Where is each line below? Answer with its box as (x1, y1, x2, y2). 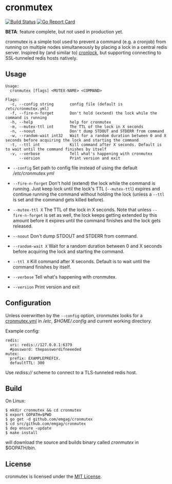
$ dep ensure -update (5, 426, 52, 431)
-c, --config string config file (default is (10, 101, 123, 107)
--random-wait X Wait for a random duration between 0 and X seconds (12, 243, 162, 249)
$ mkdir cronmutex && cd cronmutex (5, 408, 82, 413)
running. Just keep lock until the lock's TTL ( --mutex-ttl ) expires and (12, 185, 160, 192)
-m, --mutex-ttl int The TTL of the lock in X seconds (10, 124, 144, 129)
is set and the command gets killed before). (12, 196, 105, 202)
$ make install (5, 430, 38, 436)
